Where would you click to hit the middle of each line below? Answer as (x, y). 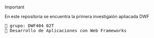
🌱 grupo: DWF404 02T (30, 26)
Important (15, 7)
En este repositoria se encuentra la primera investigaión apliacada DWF (77, 16)
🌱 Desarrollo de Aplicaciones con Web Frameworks (66, 30)
